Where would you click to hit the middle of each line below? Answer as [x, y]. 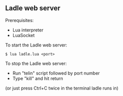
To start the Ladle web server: [36, 45]
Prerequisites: [20, 20]
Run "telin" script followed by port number [56, 73]
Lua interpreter [28, 30]
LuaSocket [24, 35]
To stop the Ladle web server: [36, 63]
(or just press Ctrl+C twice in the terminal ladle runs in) [62, 88]
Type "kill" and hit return [38, 78]
